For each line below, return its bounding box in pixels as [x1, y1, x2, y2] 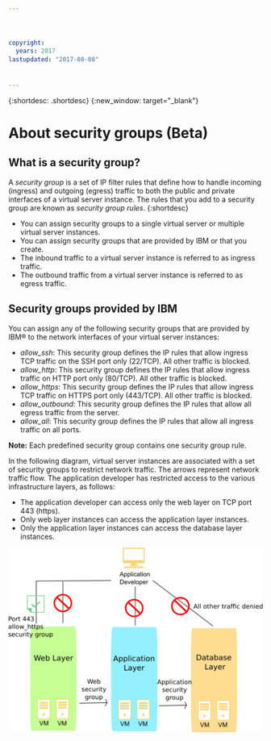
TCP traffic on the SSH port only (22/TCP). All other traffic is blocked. [19, 356, 252, 366]
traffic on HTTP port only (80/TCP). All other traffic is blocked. [19, 373, 227, 383]
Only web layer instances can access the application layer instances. [19, 514, 249, 524]
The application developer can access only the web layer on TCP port [19, 497, 252, 507]
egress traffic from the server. [19, 407, 120, 417]
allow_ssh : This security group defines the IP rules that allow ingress [19, 348, 248, 357]
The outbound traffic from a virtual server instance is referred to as [19, 270, 244, 280]
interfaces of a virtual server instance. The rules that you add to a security [8, 194, 256, 204]
